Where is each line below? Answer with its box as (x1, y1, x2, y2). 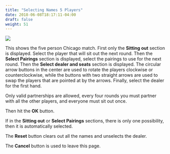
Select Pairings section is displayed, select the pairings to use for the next (5, 56, 162, 62)
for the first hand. (5, 83, 42, 89)
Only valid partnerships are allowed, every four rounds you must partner (5, 93, 157, 99)
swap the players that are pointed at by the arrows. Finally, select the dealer (5, 77, 164, 84)
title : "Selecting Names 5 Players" (5, 7, 83, 13)
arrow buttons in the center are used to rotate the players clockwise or (5, 67, 153, 73)
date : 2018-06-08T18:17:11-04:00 (5, 12, 76, 17)
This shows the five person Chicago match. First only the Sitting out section (5, 45, 165, 51)
